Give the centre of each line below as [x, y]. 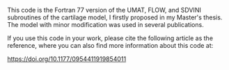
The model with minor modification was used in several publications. [105, 25]
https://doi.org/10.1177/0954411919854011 [67, 59]
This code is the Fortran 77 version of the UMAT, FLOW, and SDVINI [104, 10]
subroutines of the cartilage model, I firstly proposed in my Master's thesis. [115, 17]
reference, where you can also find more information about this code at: [110, 45]
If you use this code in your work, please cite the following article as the [110, 38]
